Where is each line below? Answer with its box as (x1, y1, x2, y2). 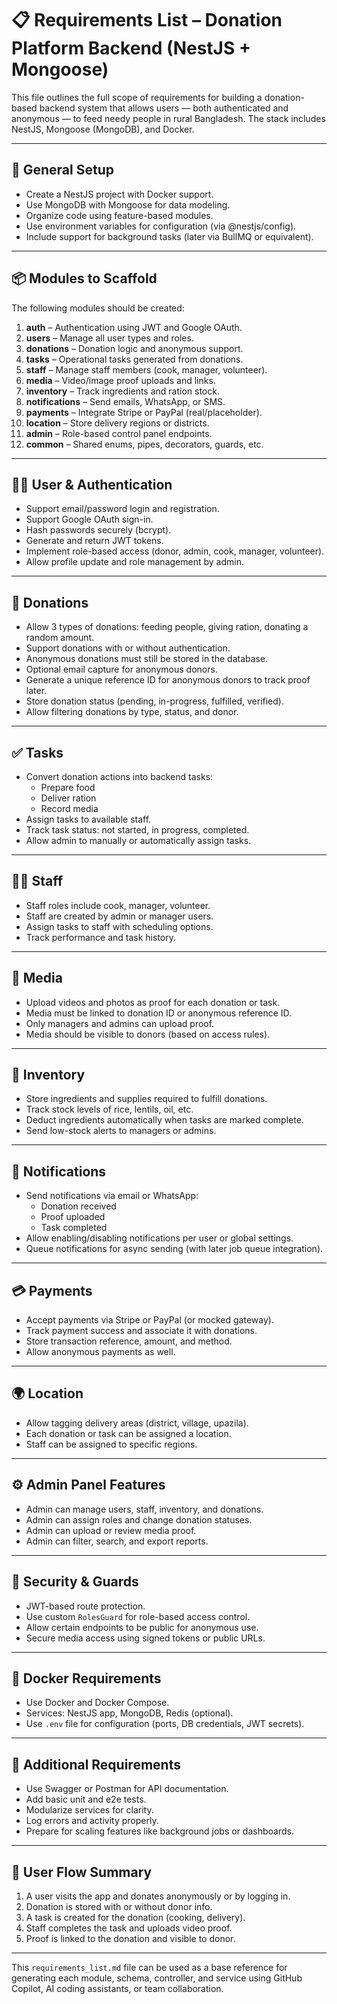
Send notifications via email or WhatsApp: (25, 1190, 199, 1202)
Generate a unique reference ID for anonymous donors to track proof (25, 674, 311, 686)
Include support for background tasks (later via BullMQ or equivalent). (25, 230, 314, 242)
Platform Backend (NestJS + (11, 37, 251, 60)
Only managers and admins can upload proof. (25, 1017, 215, 1029)
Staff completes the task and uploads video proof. (25, 1922, 233, 1934)
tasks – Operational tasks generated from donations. (25, 353, 244, 365)
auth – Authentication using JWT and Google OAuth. (25, 321, 243, 333)
